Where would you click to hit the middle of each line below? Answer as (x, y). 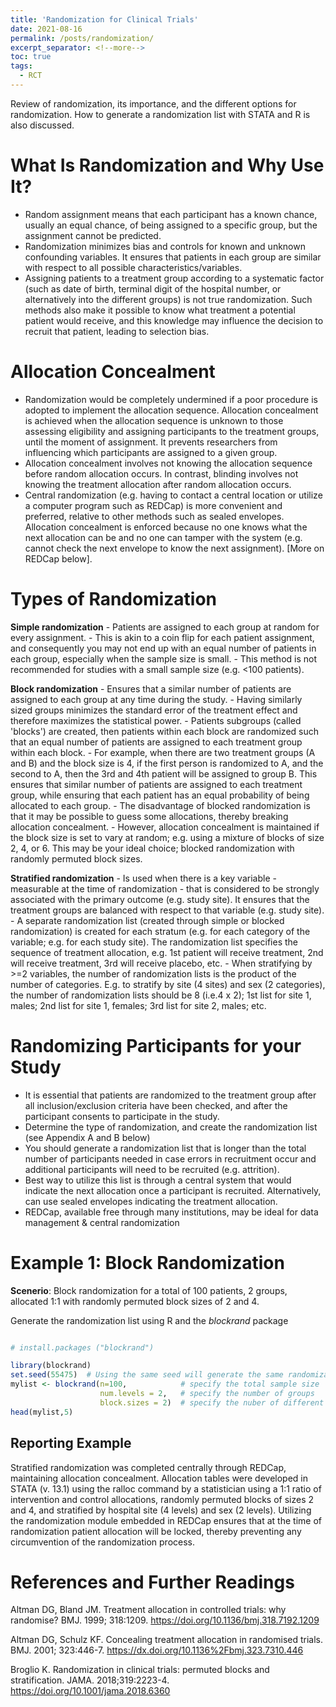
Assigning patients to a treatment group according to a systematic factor (174, 278)
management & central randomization (102, 1222)
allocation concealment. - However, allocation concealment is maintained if (165, 827)
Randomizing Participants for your (156, 1045)
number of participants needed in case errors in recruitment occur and (170, 1158)
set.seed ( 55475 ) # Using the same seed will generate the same (147, 1375)
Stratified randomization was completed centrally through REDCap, (148, 1467)
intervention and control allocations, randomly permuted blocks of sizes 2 (162, 1499)
